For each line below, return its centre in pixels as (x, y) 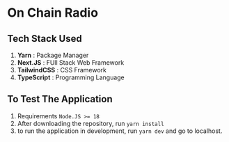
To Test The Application (60, 99)
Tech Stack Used (45, 39)
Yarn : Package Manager (53, 55)
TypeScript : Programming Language (71, 77)
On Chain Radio (53, 13)
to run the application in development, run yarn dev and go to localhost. (120, 131)
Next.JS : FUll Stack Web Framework (71, 63)
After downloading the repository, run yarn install (91, 123)
